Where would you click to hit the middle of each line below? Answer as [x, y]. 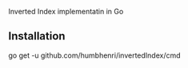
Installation [37, 36]
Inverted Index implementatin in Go [66, 11]
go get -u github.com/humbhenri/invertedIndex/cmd [95, 55]
